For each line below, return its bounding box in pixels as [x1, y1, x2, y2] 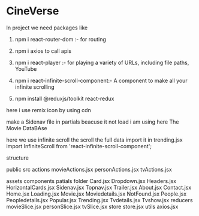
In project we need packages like [6, 24, 88, 31]
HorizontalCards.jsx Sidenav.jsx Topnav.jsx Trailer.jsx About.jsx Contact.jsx [6, 184, 192, 191]
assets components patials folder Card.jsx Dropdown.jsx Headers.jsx [6, 177, 177, 184]
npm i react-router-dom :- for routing [14, 35, 107, 43]
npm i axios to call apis [14, 47, 72, 55]
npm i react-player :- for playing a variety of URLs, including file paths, [14, 59, 189, 66]
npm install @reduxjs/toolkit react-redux [14, 95, 115, 102]
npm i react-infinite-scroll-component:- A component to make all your [14, 77, 188, 84]
